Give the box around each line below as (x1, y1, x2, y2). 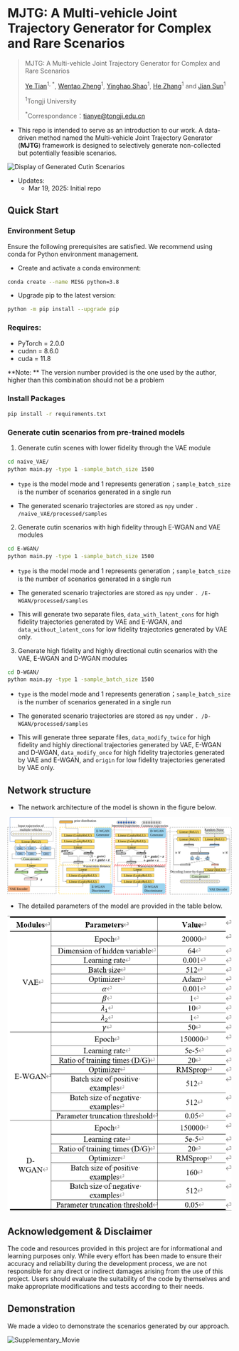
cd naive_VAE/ (7, 458, 50, 465)
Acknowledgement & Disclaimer (7, 1225, 153, 1238)
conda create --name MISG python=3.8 (7, 278, 119, 285)
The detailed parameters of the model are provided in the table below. (17, 901, 223, 910)
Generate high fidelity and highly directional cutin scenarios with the (17, 646, 218, 654)
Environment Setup (7, 226, 76, 236)
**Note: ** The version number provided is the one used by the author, (7, 368, 217, 376)
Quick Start (7, 205, 59, 217)
